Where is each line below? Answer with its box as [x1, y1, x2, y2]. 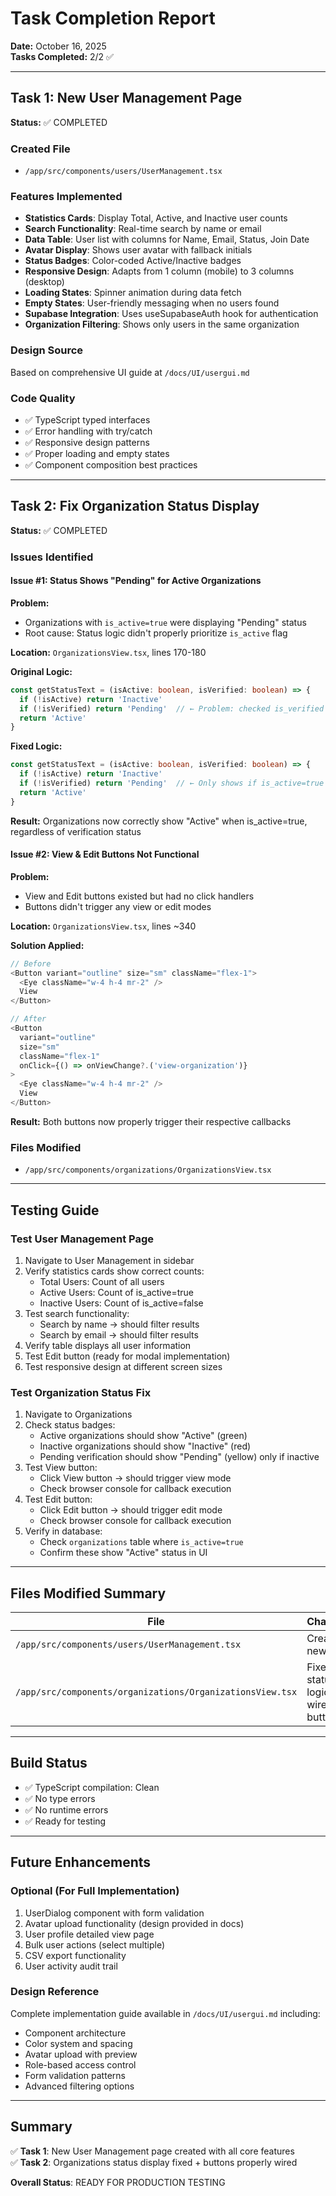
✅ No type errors [24, 1792, 96, 1804]
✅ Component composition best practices [24, 458, 198, 471]
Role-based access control [24, 2058, 137, 2071]
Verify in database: [24, 1525, 103, 1537]
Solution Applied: [10, 939, 85, 951]
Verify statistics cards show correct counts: [24, 1265, 205, 1277]
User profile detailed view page [24, 1928, 155, 1940]
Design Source [10, 343, 84, 357]
